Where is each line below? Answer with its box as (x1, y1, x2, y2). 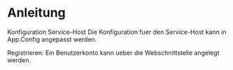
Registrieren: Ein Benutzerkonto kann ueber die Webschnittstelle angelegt (7, 49, 220, 57)
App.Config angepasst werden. (7, 35, 97, 43)
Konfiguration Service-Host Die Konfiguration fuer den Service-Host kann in (7, 28, 227, 36)
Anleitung (7, 5, 66, 21)
